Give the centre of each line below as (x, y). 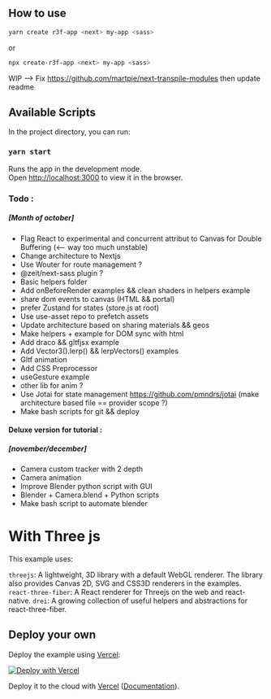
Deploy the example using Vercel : (65, 654)
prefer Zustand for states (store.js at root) (90, 308)
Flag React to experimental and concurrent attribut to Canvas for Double (141, 238)
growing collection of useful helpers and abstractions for (153, 601)
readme (22, 87)
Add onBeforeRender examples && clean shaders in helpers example (135, 290)
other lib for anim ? (52, 385)
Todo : (21, 199)
